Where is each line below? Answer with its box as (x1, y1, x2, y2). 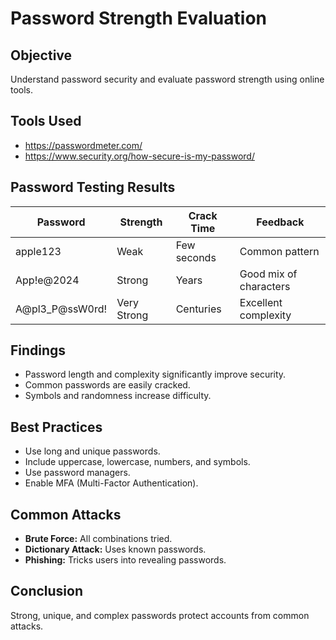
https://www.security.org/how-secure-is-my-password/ (24, 150, 255, 162)
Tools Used (10, 113, 82, 130)
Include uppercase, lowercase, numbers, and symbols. (24, 456, 251, 468)
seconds (175, 250, 217, 264)
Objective (10, 47, 73, 64)
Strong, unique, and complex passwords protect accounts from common (10, 609, 310, 621)
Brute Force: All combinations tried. (24, 533, 173, 545)
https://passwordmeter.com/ (24, 139, 143, 151)
